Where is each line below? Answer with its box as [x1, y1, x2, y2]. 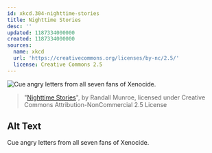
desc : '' [7, 23, 32, 30]
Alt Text [7, 121, 41, 132]
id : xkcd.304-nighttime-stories [7, 10, 99, 17]
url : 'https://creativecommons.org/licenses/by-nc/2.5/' [13, 55, 180, 62]
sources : [7, 42, 32, 49]
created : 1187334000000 [7, 36, 75, 43]
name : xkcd [13, 49, 45, 56]
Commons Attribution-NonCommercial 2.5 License [23, 100, 167, 108]
